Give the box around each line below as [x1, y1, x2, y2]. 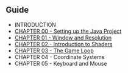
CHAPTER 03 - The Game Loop [14, 47, 94, 54]
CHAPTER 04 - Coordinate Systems [14, 53, 105, 60]
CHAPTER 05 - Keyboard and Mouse [14, 60, 107, 67]
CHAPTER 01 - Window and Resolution [14, 33, 112, 41]
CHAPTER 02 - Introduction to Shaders [14, 40, 113, 47]
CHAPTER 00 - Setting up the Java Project [14, 27, 122, 35]
